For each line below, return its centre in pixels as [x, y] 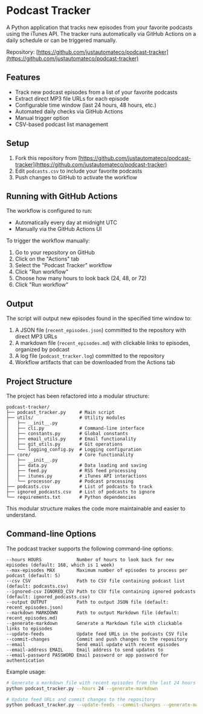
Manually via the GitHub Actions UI [58, 229]
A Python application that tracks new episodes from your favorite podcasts [99, 27]
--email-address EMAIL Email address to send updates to [85, 650]
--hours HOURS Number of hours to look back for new [90, 559]
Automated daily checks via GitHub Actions [69, 111]
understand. [21, 515]
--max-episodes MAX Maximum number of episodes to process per [97, 570]
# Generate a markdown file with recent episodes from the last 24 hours [101, 682]
